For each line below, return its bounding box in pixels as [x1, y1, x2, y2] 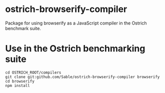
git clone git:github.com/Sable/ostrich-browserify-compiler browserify [5, 74, 160, 79]
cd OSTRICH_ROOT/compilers [5, 70, 61, 75]
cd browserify [5, 78, 35, 83]
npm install [5, 83, 30, 88]
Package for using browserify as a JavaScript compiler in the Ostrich [5, 20, 147, 26]
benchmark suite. [5, 25, 41, 31]
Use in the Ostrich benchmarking [5, 43, 145, 54]
